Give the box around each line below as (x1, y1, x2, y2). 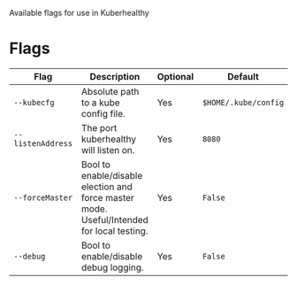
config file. (80, 107, 126, 119)
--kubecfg (13, 97, 55, 107)
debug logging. (80, 261, 144, 273)
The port (80, 121, 118, 134)
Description (89, 70, 141, 82)
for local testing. (80, 225, 148, 237)
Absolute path (80, 85, 140, 97)
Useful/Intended (80, 213, 148, 226)
